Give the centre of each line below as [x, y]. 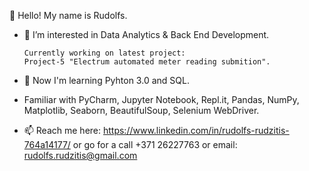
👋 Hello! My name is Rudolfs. [68, 15]
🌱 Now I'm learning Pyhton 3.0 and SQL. [106, 80]
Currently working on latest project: [104, 53]
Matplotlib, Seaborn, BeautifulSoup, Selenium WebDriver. [141, 110]
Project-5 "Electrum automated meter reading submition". [147, 62]
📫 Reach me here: [62, 130]
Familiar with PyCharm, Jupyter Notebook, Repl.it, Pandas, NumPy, [161, 99]
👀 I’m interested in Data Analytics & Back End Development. [146, 34]
